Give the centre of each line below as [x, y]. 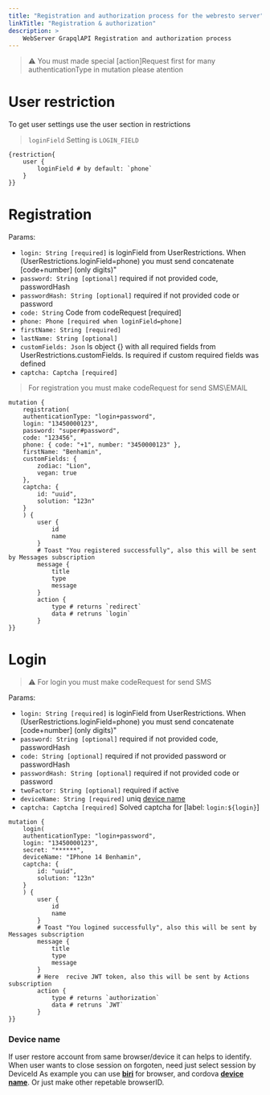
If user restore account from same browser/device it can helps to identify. [130, 1057]
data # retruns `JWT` [88, 1005]
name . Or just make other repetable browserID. [86, 1082]
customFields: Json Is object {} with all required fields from [118, 347]
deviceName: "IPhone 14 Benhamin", [82, 858]
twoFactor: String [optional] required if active [99, 790]
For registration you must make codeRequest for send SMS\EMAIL [137, 388]
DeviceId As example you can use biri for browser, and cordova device [126, 1074]
